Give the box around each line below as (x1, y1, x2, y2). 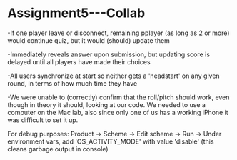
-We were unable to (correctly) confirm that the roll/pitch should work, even (7, 93, 230, 101)
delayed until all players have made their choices (7, 57, 151, 66)
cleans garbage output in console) (7, 144, 109, 153)
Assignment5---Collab (7, 5, 146, 21)
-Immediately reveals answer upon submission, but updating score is (7, 50, 211, 59)
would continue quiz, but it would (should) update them (7, 36, 170, 44)
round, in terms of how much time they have (7, 79, 138, 87)
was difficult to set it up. (7, 116, 79, 124)
